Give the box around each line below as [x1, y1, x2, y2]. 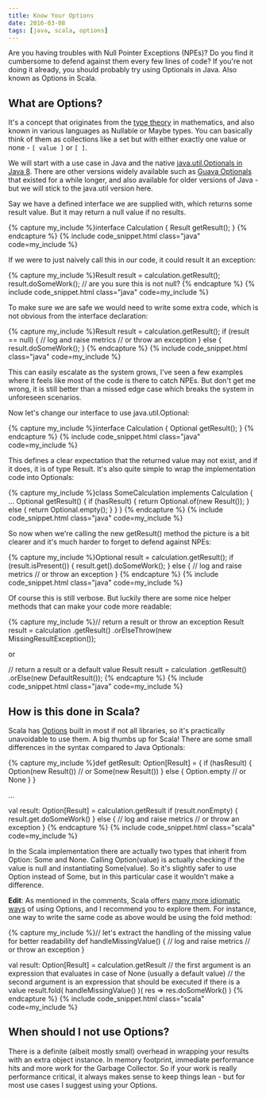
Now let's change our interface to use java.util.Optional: [8, 408, 190, 418]
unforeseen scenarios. [8, 392, 82, 402]
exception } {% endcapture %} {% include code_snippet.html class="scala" [8, 823, 256, 832]
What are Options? [8, 96, 103, 110]
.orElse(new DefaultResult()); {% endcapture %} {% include [8, 673, 204, 683]
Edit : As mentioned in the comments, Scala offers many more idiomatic [8, 895, 241, 905]
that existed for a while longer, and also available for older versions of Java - [8, 176, 259, 185]
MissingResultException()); [8, 634, 97, 644]
